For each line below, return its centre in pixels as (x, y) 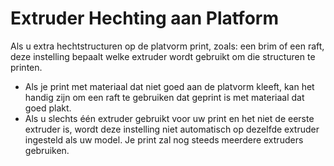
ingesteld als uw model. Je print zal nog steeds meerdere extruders (164, 139)
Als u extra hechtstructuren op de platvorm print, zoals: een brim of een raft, (167, 46)
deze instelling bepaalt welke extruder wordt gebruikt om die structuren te (163, 56)
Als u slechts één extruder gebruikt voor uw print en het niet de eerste (169, 118)
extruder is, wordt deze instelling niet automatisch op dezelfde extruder (172, 129)
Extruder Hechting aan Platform (144, 18)
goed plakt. (48, 108)
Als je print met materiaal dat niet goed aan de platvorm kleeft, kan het (169, 86)
